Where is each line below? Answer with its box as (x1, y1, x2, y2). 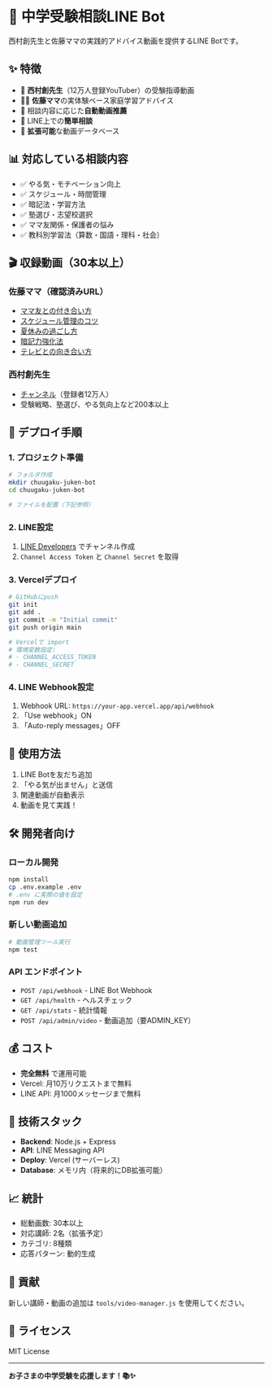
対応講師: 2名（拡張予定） (19, 1228, 108, 1238)
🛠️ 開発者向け (8, 826, 76, 840)
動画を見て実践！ (19, 800, 78, 810)
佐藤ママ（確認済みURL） (8, 286, 108, 297)
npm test (8, 946, 38, 954)
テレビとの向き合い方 (19, 347, 92, 357)
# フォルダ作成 (8, 471, 53, 479)
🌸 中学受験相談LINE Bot (8, 7, 165, 26)
